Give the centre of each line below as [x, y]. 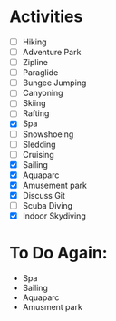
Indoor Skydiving [54, 216]
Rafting [36, 113]
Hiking [34, 42]
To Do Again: [58, 253]
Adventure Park [52, 52]
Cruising [38, 154]
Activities [46, 17]
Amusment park [53, 307]
